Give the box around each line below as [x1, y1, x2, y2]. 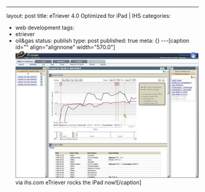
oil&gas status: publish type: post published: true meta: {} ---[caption [15, 37, 190, 44]
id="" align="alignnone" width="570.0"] [15, 43, 116, 51]
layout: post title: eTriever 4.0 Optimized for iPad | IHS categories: [6, 12, 171, 19]
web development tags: [15, 24, 74, 31]
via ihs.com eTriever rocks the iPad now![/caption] [15, 179, 142, 186]
